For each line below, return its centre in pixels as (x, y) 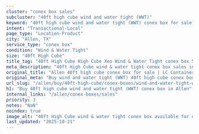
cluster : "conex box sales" (41, 12)
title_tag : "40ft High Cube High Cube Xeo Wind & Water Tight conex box (98, 61)
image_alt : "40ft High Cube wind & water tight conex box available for (98, 116)
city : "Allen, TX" (29, 39)
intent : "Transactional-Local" (45, 28)
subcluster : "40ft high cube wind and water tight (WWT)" (79, 17)
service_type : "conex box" (39, 45)
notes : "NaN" (22, 105)
